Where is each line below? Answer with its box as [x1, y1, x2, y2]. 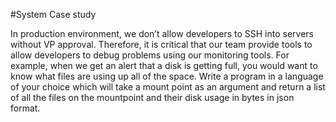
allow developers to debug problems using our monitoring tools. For [10, 49, 290, 61]
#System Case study [10, 9, 97, 20]
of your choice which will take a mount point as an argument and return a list [10, 81, 326, 93]
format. [10, 102, 41, 114]
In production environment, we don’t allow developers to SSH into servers [10, 28, 314, 39]
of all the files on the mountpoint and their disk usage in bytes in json [10, 92, 295, 103]
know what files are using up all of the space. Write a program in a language [10, 70, 324, 82]
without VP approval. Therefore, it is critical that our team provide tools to [10, 39, 313, 50]
